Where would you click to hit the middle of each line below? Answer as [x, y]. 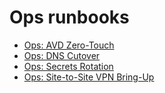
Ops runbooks [69, 17]
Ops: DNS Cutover [62, 55]
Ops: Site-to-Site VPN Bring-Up [89, 77]
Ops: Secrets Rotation [68, 66]
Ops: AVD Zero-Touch [69, 45]
